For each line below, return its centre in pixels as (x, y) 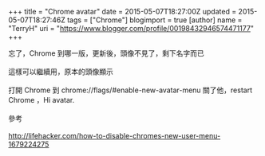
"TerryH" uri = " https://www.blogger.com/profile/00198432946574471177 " (131, 28)
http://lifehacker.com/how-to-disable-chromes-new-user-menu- (115, 136)
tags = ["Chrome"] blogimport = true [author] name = (154, 20)
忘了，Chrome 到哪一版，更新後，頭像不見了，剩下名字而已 (107, 53)
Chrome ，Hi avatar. (42, 100)
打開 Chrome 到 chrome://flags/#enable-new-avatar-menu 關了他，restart (131, 90)
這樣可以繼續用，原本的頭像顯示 (61, 72)
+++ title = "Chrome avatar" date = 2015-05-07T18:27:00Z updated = (123, 12)
